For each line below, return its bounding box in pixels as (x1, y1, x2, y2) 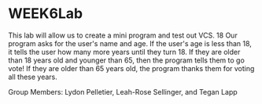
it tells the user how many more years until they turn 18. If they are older (8, 47, 241, 56)
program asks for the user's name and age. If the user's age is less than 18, (8, 38, 252, 48)
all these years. (8, 72, 57, 81)
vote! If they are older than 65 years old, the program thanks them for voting (8, 63, 255, 73)
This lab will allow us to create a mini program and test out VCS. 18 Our (8, 30, 238, 40)
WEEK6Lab (8, 5, 83, 23)
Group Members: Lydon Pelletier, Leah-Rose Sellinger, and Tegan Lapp (8, 87, 238, 96)
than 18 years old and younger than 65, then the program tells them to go (8, 56, 245, 65)
